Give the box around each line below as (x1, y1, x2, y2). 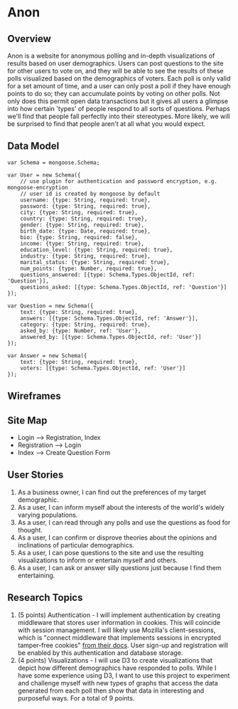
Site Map (7, 414, 48, 426)
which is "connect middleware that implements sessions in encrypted (17, 633, 222, 641)
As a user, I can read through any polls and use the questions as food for (17, 518, 231, 527)
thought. (17, 525, 43, 534)
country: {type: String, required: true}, (20, 215, 148, 222)
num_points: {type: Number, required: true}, (20, 265, 158, 272)
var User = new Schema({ (7, 172, 81, 179)
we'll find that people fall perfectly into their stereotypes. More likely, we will (7, 112, 230, 120)
